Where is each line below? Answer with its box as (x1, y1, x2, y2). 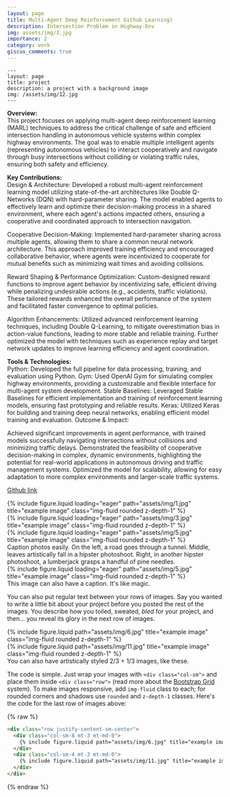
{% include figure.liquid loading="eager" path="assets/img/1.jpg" (7, 499, 192, 507)
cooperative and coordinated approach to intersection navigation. (7, 217, 192, 225)
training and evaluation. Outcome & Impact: (7, 415, 129, 424)
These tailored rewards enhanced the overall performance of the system (7, 294, 212, 302)
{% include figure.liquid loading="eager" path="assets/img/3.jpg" (7, 513, 193, 522)
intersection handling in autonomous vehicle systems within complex (7, 131, 201, 139)
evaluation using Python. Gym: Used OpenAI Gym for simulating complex (7, 371, 214, 380)
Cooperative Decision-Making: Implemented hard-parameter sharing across (7, 230, 221, 238)
